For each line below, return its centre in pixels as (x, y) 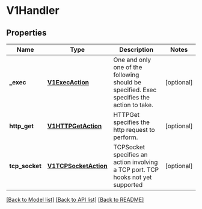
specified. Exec (135, 90)
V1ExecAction (68, 82)
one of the (128, 67)
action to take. (133, 105)
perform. (126, 137)
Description (136, 50)
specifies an (130, 154)
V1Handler (33, 11)
